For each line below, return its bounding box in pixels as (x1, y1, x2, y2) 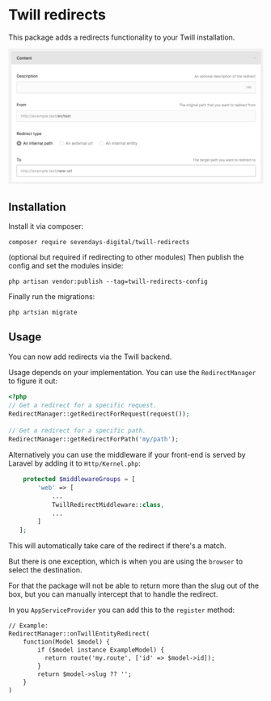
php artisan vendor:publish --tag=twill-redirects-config (8, 277, 208, 285)
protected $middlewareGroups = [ (23, 475, 136, 484)
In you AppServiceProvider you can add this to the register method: (8, 605, 235, 615)
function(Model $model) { (23, 638, 111, 646)
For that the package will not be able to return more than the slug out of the (8, 581, 260, 591)
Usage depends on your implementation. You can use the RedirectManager (8, 367, 256, 377)
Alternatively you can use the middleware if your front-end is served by (8, 450, 246, 460)
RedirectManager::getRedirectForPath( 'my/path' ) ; (8, 435, 180, 444)
